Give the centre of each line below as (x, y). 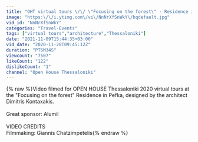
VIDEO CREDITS (26, 127)
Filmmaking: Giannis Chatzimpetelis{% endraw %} (67, 133)
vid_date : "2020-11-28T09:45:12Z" (49, 45)
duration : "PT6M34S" (32, 50)
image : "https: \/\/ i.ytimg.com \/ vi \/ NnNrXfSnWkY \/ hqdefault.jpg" (88, 17)
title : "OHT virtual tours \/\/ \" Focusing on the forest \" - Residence (97, 12)
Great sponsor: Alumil (32, 114)
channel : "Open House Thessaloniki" (51, 72)
